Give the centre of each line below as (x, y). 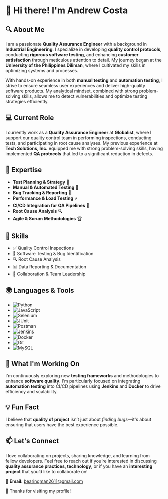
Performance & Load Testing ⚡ (45, 198)
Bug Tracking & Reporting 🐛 (42, 192)
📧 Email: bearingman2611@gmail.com (44, 481)
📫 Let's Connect (32, 441)
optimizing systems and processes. (42, 70)
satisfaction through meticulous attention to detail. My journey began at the (83, 60)
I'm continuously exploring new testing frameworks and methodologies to (82, 376)
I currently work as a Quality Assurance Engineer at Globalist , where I (78, 132)
